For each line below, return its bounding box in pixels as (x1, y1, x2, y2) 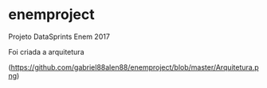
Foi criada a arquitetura (8, 47, 84, 56)
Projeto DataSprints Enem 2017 (8, 32, 110, 41)
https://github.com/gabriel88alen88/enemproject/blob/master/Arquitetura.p (10, 62, 259, 72)
